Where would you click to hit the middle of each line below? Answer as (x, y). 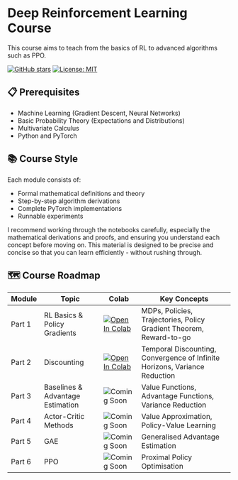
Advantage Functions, (178, 396)
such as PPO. (27, 55)
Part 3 (21, 396)
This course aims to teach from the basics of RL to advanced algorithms (113, 48)
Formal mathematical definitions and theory (81, 193)
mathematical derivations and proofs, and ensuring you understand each (114, 237)
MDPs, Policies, (167, 311)
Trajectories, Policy (173, 320)
